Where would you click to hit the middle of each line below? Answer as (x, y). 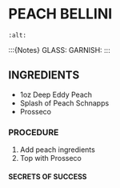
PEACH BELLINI (60, 14)
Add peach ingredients (58, 150)
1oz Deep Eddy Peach (56, 94)
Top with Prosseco (50, 158)
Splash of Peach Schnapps (64, 103)
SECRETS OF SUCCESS (48, 176)
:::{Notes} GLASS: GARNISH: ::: (59, 50)
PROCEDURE (34, 132)
